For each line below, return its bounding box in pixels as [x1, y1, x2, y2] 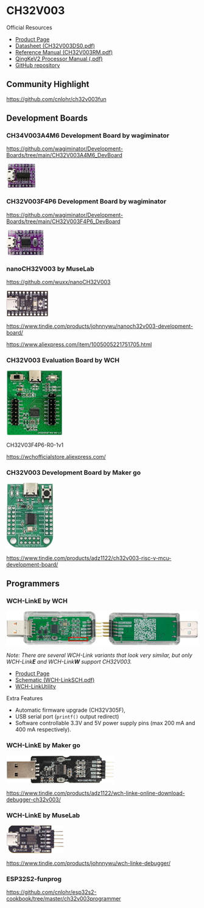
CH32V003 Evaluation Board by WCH [6, 356, 120, 364]
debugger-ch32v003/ [6, 796, 61, 803]
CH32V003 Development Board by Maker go [6, 469, 141, 477]
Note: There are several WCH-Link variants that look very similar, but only [6, 651, 192, 659]
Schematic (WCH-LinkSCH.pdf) [15, 676, 95, 684]
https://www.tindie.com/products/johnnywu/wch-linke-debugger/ [6, 859, 171, 867]
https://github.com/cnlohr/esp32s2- [6, 888, 97, 896]
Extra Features [6, 695, 43, 702]
